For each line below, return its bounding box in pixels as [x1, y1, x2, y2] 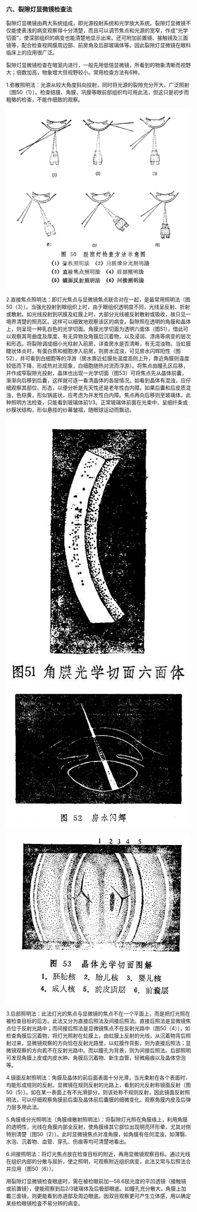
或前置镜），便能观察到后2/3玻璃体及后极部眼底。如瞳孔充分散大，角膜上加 [6, 1185, 186, 1192]
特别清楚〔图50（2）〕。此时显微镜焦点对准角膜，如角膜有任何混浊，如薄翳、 [6, 1130, 191, 1137]
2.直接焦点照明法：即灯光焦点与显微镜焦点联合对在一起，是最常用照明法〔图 [6, 296, 191, 303]
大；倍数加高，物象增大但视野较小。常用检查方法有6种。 [6, 69, 143, 76]
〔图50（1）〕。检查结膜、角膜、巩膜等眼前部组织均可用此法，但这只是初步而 [6, 89, 189, 96]
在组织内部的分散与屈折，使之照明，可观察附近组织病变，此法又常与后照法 [6, 1157, 186, 1165]
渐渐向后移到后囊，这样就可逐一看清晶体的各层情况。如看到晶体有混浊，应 [6, 376, 186, 383]
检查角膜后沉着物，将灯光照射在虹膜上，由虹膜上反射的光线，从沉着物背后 [6, 1032, 186, 1039]
